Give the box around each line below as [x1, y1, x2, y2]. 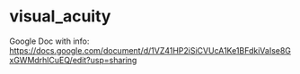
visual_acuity [9, 6, 111, 27]
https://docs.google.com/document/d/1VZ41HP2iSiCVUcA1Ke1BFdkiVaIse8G [9, 45, 292, 55]
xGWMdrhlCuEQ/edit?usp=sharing [9, 54, 137, 65]
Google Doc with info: [9, 36, 90, 46]
